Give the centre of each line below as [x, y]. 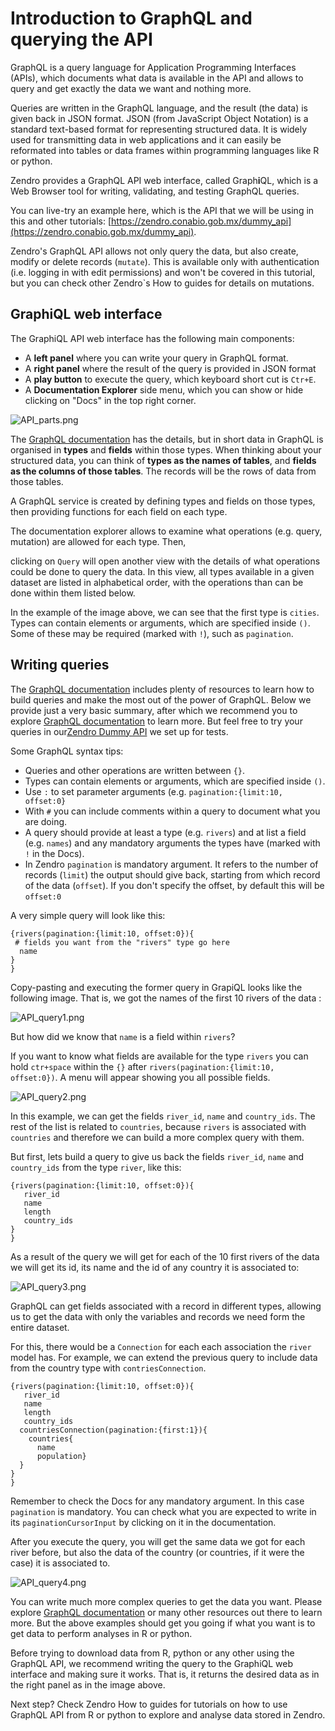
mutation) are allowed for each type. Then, [98, 541]
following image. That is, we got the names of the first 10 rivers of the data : [166, 998]
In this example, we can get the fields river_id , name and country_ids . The [163, 1116]
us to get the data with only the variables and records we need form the [158, 1316]
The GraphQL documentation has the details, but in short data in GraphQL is [167, 439]
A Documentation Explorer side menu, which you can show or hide [164, 389]
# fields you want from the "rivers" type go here [122, 942]
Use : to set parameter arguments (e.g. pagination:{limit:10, [153, 791]
